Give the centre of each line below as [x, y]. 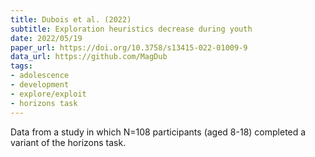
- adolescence [40, 76]
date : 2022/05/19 [46, 38]
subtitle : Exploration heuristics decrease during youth [131, 29]
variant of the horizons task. [68, 142]
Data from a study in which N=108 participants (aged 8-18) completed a [158, 132]
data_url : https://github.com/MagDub [89, 57]
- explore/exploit [48, 94]
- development [40, 85]
